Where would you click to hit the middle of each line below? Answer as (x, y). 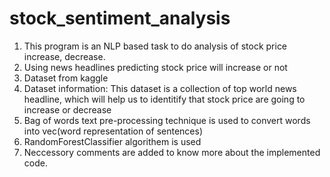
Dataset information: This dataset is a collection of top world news (160, 88)
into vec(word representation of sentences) (113, 131)
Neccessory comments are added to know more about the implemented (172, 152)
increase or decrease (67, 109)
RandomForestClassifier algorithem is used (112, 141)
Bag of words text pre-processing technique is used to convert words (167, 120)
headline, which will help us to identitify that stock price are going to (164, 99)
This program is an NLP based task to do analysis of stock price (155, 46)
